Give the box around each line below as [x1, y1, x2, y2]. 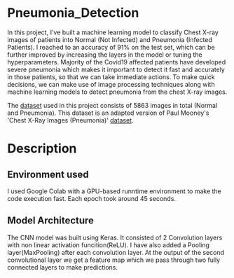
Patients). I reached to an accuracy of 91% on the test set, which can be [7, 43, 215, 51]
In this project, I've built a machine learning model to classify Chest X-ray [7, 28, 219, 36]
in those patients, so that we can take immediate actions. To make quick [7, 72, 215, 81]
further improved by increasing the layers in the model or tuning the [7, 50, 202, 59]
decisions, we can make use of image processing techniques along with [7, 80, 215, 88]
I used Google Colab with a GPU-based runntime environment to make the [7, 187, 222, 195]
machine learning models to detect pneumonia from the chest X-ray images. [7, 88, 228, 96]
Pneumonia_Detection [7, 5, 139, 21]
